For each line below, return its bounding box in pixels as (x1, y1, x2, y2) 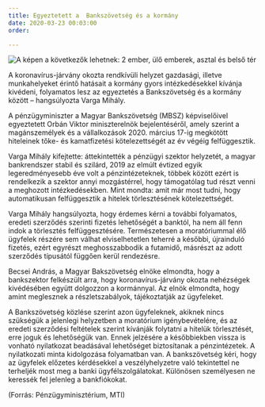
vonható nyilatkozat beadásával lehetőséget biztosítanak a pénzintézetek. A (8, 341, 256, 351)
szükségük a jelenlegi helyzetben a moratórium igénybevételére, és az (8, 316, 238, 325)
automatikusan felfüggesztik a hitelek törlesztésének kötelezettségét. (8, 194, 235, 203)
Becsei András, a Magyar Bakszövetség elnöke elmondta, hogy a (8, 267, 220, 276)
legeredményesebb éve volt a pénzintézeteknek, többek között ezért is (8, 168, 240, 179)
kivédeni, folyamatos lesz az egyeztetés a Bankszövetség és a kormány (8, 87, 242, 97)
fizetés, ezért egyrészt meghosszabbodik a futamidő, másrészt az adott (8, 243, 243, 252)
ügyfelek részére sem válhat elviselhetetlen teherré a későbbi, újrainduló (8, 235, 245, 244)
